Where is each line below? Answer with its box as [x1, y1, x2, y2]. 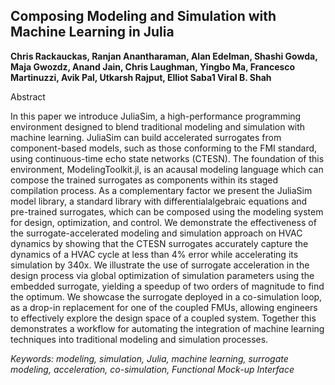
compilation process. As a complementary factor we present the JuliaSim [10, 184, 313, 196]
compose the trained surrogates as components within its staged [10, 174, 279, 186]
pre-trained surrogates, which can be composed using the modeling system [10, 205, 324, 218]
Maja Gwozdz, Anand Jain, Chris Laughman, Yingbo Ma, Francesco [10, 60, 296, 73]
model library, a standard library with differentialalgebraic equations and [10, 195, 308, 207]
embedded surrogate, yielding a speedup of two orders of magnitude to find [10, 280, 325, 292]
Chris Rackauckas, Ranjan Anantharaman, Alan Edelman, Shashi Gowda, [10, 50, 318, 62]
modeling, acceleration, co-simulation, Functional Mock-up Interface [10, 363, 295, 375]
